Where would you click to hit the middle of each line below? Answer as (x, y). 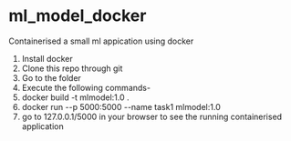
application (43, 126)
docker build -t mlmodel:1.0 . (75, 97)
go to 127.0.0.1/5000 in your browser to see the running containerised (152, 116)
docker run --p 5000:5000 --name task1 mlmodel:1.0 (121, 106)
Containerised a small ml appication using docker (101, 41)
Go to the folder (51, 77)
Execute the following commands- (86, 87)
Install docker (47, 58)
